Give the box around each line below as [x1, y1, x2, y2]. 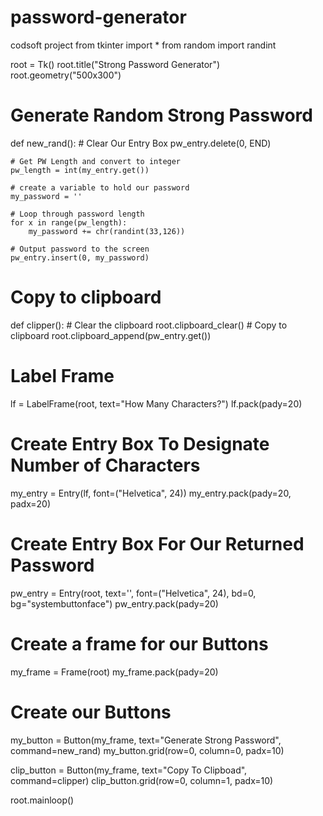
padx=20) [10, 497, 52, 510]
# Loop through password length [10, 209, 145, 219]
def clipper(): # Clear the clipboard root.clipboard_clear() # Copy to [10, 319, 288, 331]
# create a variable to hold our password [10, 182, 190, 193]
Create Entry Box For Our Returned [10, 532, 305, 555]
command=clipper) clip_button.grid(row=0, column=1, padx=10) [10, 774, 274, 786]
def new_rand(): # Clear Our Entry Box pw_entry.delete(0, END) [10, 137, 272, 149]
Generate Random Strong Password [10, 104, 313, 127]
